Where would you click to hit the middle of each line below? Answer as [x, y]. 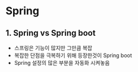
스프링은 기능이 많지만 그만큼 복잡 [53, 48]
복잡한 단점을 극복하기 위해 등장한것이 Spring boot [73, 55]
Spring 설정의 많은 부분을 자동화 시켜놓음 [62, 63]
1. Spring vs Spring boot [51, 33]
